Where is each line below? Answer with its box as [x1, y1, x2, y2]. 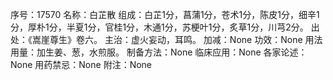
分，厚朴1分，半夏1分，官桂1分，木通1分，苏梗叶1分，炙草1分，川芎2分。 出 [10, 21, 320, 33]
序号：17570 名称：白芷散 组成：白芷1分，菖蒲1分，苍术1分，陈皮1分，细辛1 [10, 9, 320, 20]
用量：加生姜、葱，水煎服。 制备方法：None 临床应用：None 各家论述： [10, 46, 308, 58]
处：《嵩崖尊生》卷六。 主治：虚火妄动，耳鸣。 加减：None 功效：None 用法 [10, 34, 323, 45]
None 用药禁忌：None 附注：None [10, 59, 153, 70]
